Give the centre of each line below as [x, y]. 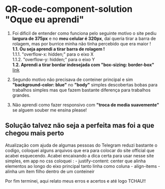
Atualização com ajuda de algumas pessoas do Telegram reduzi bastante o [81, 145]
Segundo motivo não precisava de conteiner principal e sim [72, 79]
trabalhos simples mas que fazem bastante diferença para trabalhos [82, 90]
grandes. [21, 95]
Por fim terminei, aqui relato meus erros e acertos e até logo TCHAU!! [76, 181]
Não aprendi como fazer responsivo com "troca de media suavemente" [85, 105]
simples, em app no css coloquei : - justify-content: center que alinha [76, 161]
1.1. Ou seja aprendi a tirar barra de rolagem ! [58, 49]
